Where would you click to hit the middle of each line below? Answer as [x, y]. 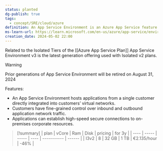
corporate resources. [53, 123]
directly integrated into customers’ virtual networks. [64, 103]
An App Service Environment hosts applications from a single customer [83, 98]
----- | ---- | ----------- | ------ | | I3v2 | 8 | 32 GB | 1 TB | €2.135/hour [87, 138]
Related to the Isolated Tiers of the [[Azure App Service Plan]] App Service [80, 50]
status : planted [21, 9]
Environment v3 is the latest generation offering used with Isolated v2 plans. [81, 55]
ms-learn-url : [19, 32]
